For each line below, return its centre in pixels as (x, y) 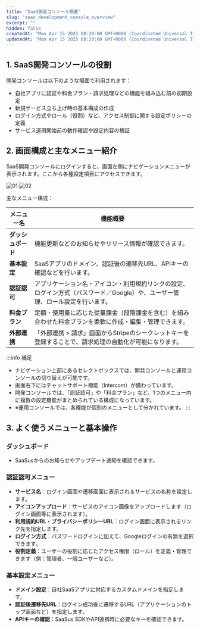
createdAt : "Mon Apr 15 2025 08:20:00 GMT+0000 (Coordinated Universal (97, 34)
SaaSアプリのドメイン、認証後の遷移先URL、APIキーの (112, 264)
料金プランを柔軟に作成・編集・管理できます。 (124, 321)
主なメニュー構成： (30, 198)
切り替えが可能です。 (67, 377)
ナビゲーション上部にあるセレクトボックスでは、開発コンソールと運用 (101, 370)
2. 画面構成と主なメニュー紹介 (62, 151)
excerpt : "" (21, 23)
